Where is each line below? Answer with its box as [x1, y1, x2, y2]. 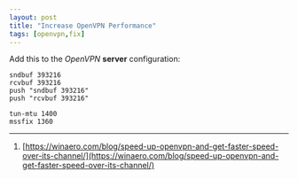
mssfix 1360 [9, 117, 53, 127]
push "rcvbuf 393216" [9, 94, 90, 103]
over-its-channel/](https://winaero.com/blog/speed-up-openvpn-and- [21, 151, 279, 161]
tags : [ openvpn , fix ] [9, 29, 86, 38]
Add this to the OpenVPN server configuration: [9, 54, 181, 65]
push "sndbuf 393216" [9, 86, 90, 96]
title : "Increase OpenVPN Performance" [9, 21, 157, 30]
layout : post [9, 12, 58, 22]
